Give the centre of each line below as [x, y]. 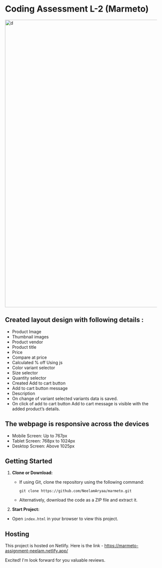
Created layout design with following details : [74, 320]
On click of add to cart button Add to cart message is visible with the [80, 403]
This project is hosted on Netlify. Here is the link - [54, 546]
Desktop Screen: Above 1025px [43, 446]
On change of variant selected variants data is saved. [65, 399]
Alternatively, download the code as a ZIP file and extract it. [78, 500]
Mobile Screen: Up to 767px [40, 436]
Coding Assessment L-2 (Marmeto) [77, 9]
